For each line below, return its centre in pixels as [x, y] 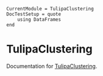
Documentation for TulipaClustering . [52, 66]
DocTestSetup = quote [34, 14]
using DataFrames [39, 20]
